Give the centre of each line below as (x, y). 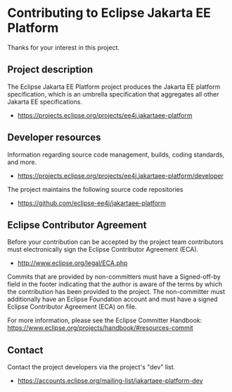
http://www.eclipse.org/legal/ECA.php (72, 263)
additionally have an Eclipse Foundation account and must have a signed (112, 299)
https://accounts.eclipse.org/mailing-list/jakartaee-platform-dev (110, 381)
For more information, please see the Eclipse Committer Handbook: (105, 320)
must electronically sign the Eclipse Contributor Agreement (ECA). (103, 250)
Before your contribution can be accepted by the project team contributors (115, 242)
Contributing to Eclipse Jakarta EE (109, 13)
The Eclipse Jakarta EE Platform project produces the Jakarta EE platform (114, 87)
